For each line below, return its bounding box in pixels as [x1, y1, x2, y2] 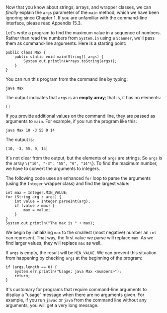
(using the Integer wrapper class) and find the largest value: [5, 180, 130, 186]
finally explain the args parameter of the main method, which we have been [5, 9, 160, 15]
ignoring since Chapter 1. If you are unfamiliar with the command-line [5, 15, 147, 20]
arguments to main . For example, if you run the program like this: [5, 118, 137, 124]
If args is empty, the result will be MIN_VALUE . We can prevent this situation [5, 250, 157, 256]
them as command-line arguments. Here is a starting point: [5, 40, 126, 46]
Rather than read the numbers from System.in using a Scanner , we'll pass [5, 35, 155, 41]
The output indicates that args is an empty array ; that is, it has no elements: [5, 95, 161, 100]
